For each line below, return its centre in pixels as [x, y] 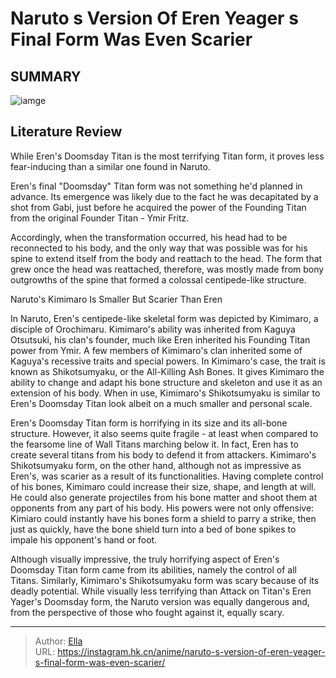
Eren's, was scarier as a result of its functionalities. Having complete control [167, 476]
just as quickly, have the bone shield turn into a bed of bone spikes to [153, 529]
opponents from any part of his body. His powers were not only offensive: [162, 508]
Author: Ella [58, 641]
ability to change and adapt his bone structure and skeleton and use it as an [166, 382]
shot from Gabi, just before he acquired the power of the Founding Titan [158, 207]
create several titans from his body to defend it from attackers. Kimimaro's [163, 454]
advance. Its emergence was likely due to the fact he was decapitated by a [164, 196]
